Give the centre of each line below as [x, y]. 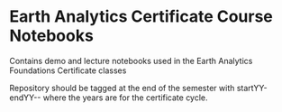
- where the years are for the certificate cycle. [123, 98]
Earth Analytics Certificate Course [141, 17]
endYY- [23, 98]
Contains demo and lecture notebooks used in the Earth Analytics [131, 61]
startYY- [252, 88]
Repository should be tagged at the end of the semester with [122, 88]
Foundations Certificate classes [68, 70]
